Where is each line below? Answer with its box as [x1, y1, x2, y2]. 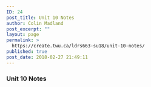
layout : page [6, 32, 39, 38]
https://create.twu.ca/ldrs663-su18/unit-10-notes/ [12, 43, 146, 49]
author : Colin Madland [6, 20, 64, 26]
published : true [6, 49, 47, 55]
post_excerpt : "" [6, 26, 50, 32]
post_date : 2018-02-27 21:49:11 [6, 54, 88, 60]
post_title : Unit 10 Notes [6, 15, 75, 21]
